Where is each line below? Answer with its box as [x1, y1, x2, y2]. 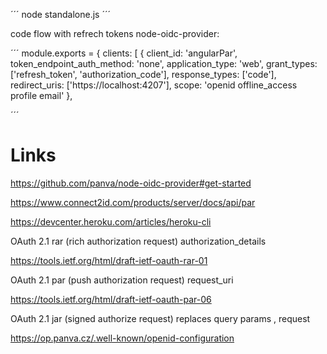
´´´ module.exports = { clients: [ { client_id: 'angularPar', [10, 47, 238, 59]
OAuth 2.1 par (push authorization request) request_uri [10, 274, 234, 286]
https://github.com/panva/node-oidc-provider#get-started [10, 177, 252, 189]
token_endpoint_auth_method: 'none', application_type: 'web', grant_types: [10, 58, 318, 69]
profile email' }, [10, 90, 73, 101]
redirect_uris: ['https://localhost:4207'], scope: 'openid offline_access [10, 79, 298, 91]
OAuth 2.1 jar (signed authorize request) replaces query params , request [10, 312, 311, 324]
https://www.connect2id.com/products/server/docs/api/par [10, 196, 256, 208]
